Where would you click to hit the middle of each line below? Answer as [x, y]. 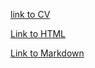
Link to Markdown [47, 53]
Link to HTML [38, 33]
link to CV [30, 14]
